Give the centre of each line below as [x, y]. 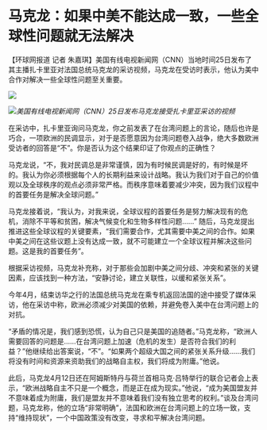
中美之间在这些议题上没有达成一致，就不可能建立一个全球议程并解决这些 [126, 241]
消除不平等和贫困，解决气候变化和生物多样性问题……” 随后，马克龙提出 [138, 221]
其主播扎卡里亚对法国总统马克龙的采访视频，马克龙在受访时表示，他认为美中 [133, 69]
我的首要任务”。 [62, 251]
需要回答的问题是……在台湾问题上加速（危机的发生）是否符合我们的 [119, 341]
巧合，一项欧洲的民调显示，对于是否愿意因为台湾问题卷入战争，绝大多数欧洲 [133, 138]
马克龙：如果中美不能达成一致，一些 [127, 16]
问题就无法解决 [85, 36]
